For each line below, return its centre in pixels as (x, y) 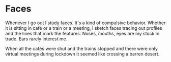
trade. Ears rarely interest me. (36, 39)
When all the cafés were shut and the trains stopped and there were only (81, 48)
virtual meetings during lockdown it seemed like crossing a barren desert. (82, 54)
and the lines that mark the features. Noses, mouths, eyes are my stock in (82, 33)
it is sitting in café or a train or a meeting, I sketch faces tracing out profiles (84, 28)
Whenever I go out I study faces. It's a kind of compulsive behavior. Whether (85, 23)
